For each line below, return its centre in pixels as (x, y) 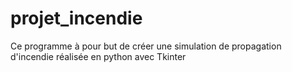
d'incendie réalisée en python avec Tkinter (98, 56)
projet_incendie (76, 18)
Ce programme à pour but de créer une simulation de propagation (146, 46)
